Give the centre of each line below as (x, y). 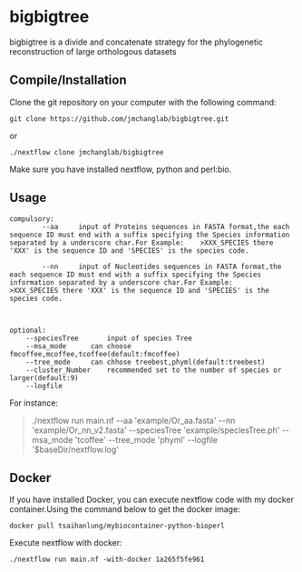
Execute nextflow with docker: (66, 543)
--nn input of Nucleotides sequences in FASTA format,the (162, 266)
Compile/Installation (68, 80)
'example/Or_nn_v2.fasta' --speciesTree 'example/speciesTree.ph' (156, 430)
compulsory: (32, 219)
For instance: (34, 403)
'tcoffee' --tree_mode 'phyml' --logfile (146, 439)
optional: (28, 330)
